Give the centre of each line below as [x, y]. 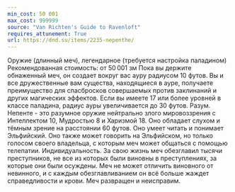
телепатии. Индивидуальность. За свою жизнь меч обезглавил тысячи [115, 151]
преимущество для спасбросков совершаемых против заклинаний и [112, 91]
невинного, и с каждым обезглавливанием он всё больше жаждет [108, 174]
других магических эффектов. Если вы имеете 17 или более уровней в [114, 98]
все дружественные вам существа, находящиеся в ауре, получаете [110, 83]
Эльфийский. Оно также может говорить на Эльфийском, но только [110, 136]
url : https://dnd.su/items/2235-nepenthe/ [71, 40]
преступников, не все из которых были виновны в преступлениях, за [112, 158]
